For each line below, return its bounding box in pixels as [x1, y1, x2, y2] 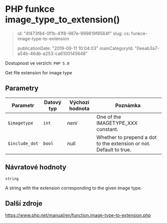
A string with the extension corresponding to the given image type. [5, 185, 142, 191]
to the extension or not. [96, 140, 151, 147]
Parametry [5, 84, 39, 93]
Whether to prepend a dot [96, 134, 157, 141]
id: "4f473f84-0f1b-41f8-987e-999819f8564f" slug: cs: [17, 30, 130, 36]
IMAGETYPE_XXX [96, 119, 138, 126]
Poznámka [115, 102, 141, 109]
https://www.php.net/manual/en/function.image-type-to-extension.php [5, 212, 151, 219]
